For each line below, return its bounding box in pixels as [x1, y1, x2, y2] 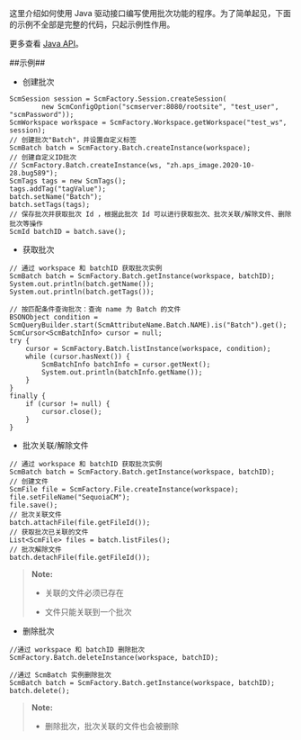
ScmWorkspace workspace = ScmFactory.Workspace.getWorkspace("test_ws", [9, 118, 288, 127]
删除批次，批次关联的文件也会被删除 [44, 721, 180, 731]
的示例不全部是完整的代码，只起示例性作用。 [9, 19, 175, 30]
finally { [9, 392, 47, 401]
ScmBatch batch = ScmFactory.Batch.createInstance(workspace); [9, 143, 252, 152]
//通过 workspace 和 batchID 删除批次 [9, 645, 146, 654]
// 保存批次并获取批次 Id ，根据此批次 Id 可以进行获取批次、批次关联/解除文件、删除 [9, 210, 292, 219]
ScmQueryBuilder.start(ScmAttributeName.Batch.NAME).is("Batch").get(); [9, 320, 288, 329]
